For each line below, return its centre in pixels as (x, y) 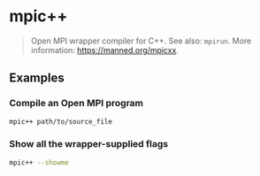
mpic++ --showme (39, 162)
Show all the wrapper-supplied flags (89, 144)
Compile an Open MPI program (76, 103)
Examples (37, 78)
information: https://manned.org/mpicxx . (105, 50)
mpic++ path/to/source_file (61, 121)
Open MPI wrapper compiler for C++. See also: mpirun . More (141, 41)
